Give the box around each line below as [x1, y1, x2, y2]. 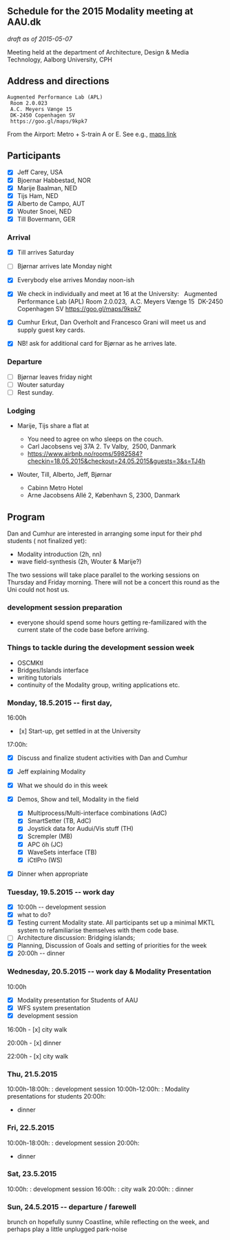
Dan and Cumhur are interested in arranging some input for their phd [7, 529, 202, 538]
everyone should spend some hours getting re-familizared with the [17, 618, 207, 627]
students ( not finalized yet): [7, 537, 87, 545]
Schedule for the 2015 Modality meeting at [7, 6, 194, 17]
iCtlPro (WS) [27, 856, 63, 864]
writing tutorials [17, 673, 62, 682]
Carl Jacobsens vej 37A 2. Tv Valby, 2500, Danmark [27, 442, 177, 451]
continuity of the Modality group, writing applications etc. [17, 680, 180, 689]
